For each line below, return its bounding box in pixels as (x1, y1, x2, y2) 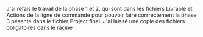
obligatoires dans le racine (6, 24, 73, 31)
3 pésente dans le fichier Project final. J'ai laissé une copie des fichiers (6, 18, 185, 24)
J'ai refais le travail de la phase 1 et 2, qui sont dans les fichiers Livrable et (6, 5, 193, 12)
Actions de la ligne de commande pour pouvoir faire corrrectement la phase (6, 11, 197, 18)
